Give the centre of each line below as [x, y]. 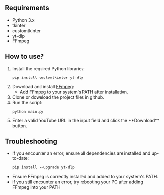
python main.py [28, 111]
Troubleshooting [31, 141]
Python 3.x [23, 20]
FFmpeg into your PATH [36, 187]
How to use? [25, 57]
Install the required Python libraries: [48, 68]
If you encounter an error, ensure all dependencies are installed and [81, 153]
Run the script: [27, 102]
